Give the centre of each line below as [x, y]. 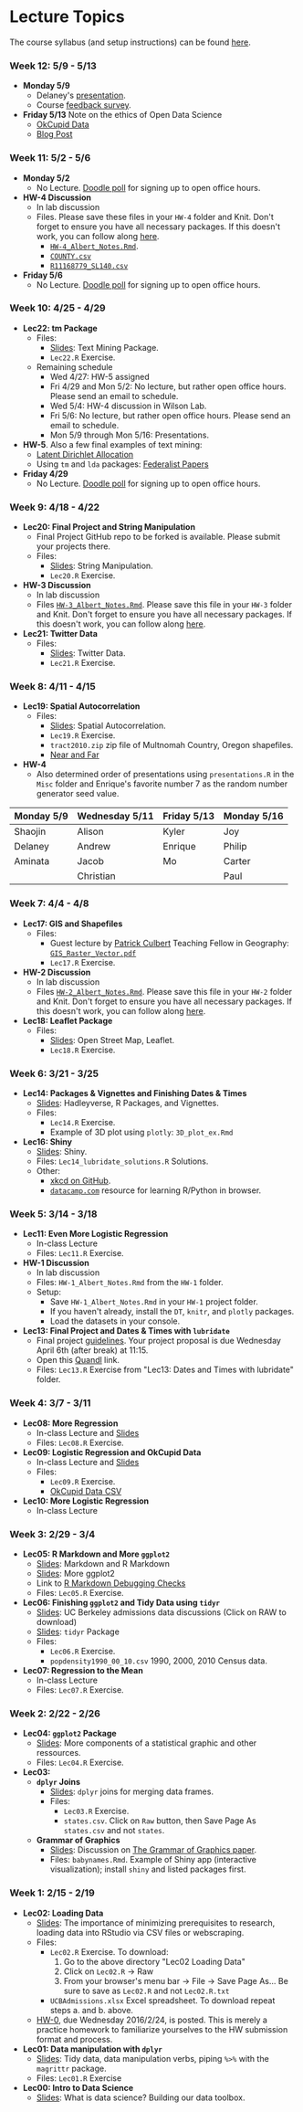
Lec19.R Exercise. [83, 735]
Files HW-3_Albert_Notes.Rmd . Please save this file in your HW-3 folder [164, 605]
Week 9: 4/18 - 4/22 [55, 507]
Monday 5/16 [253, 817]
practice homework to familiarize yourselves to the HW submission [162, 2029]
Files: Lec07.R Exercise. [80, 1690]
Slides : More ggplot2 [76, 1573]
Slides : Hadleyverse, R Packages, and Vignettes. [127, 1104]
